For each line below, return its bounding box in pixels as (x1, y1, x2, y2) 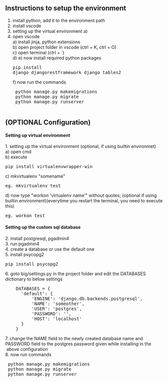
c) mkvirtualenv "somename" (5, 173, 66, 179)
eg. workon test (5, 213, 45, 218)
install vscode (12, 23, 42, 29)
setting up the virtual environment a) (12, 28, 88, 34)
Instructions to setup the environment (5, 4, 126, 13)
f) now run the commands (12, 79, 66, 85)
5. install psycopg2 (5, 251, 44, 257)
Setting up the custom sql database (5, 224, 81, 230)
